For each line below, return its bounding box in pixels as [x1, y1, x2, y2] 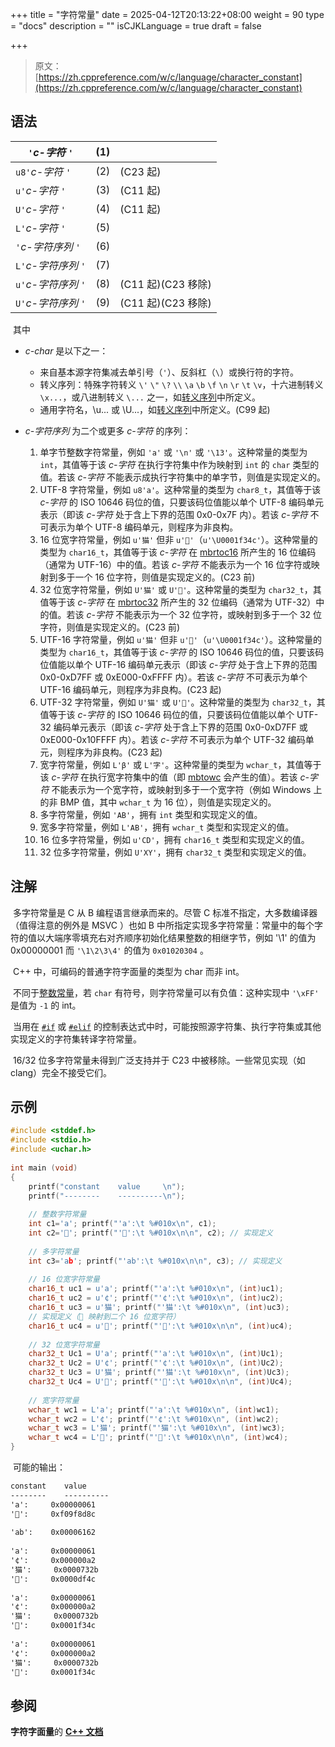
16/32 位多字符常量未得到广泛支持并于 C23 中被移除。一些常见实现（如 [12, 1054, 306, 1066]
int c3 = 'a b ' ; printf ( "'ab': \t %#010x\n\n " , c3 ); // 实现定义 [28, 1256, 283, 1266]
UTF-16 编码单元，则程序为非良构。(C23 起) [39, 683, 222, 695]
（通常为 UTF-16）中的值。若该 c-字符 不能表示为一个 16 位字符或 [39, 558, 312, 570]
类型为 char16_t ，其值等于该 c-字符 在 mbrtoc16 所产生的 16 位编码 [39, 546, 317, 558]
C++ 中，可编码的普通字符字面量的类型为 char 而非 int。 [12, 965, 245, 977]
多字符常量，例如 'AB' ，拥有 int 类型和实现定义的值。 [39, 808, 263, 820]
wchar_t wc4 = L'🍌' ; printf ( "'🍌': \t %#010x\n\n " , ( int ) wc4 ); [28, 1433, 289, 1443]
